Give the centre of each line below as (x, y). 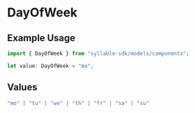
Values (22, 87)
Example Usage (41, 38)
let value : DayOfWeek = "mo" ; (51, 66)
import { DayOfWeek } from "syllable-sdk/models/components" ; (98, 53)
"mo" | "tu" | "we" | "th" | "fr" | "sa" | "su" (78, 103)
